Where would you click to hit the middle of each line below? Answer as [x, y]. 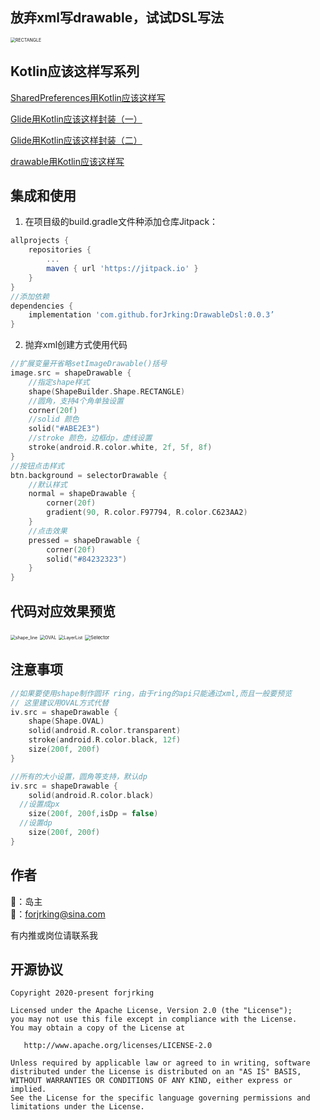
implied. [28, 1089]
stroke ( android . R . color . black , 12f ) [105, 740]
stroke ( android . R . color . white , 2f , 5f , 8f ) [120, 448]
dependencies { [42, 306]
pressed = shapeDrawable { [84, 540]
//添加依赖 [30, 296]
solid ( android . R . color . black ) [91, 795]
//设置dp [36, 823]
